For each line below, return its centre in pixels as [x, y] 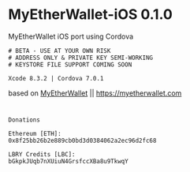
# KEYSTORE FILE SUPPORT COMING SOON [70, 65]
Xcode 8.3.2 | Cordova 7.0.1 [56, 78]
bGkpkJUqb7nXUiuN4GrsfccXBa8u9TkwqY [68, 162]
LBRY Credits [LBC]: [42, 155]
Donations [24, 120]
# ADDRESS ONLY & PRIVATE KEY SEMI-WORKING [81, 58]
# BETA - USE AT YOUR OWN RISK [60, 50]
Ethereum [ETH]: [35, 134]
